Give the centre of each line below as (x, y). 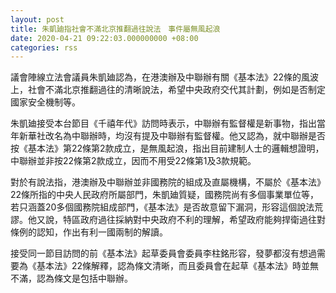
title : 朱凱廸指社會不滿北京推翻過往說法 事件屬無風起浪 (115, 29)
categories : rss (44, 47)
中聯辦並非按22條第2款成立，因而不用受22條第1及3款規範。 (133, 161)
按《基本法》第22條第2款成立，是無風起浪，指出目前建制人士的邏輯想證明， (167, 148)
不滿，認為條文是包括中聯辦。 (71, 278)
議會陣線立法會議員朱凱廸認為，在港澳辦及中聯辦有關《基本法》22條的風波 (165, 77)
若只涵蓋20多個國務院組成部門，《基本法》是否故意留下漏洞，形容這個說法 (162, 207)
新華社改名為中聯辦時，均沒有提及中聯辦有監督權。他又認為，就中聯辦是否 (172, 136)
